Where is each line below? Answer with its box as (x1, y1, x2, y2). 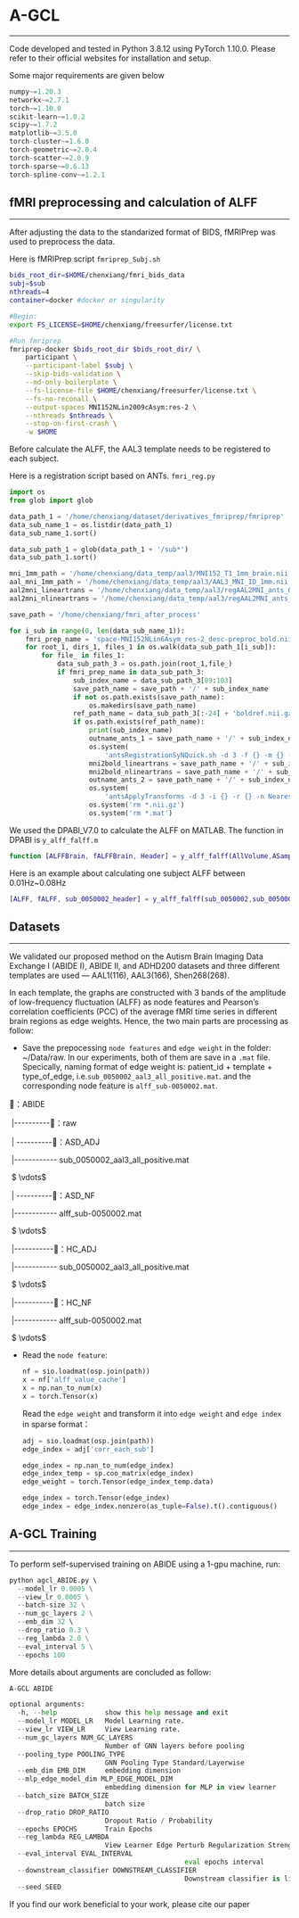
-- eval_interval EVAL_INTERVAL (17, 1849, 133, 1858)
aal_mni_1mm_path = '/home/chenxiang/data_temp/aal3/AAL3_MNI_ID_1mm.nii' (9, 577, 293, 587)
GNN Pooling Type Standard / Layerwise (104, 1758, 245, 1767)
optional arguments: (9, 1700, 86, 1709)
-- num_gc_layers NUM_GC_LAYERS (17, 1732, 133, 1742)
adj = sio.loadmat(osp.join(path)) (21, 1436, 155, 1445)
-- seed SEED (17, 1882, 62, 1891)
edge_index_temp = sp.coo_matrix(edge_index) (21, 1469, 194, 1478)
